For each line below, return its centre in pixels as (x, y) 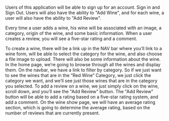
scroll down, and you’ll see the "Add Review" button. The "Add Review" (79, 91)
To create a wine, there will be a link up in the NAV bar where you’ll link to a (84, 48)
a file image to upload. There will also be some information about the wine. (83, 59)
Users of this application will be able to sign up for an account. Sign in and (83, 7)
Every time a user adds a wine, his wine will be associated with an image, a (83, 28)
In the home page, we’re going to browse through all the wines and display (83, 65)
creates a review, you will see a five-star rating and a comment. (71, 38)
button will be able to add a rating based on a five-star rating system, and (82, 97)
